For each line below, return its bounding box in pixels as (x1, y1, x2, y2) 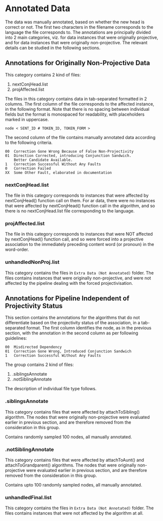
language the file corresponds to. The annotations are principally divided (5, 29, 151, 35)
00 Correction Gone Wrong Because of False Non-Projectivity (5, 149, 134, 154)
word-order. (5, 246, 29, 253)
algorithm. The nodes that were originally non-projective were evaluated (5, 414, 150, 420)
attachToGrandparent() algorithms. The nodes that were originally (5, 462, 137, 468)
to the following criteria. (5, 139, 53, 145)
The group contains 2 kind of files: (5, 362, 74, 367)
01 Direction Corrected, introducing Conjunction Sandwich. (5, 153, 132, 158)
